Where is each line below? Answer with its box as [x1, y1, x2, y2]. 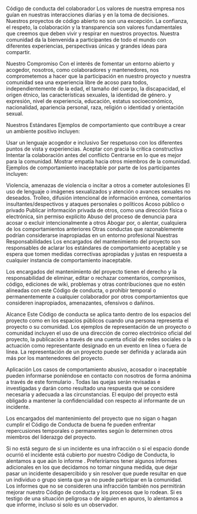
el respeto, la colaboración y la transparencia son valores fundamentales [6, 24, 182, 31]
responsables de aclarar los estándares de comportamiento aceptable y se [6, 244, 188, 251]
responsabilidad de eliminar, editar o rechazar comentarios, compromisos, [6, 275, 186, 281]
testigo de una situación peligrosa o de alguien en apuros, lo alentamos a [6, 495, 183, 502]
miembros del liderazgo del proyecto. [6, 433, 96, 440]
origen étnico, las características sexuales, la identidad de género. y [6, 91, 172, 98]
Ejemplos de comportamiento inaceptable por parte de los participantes [6, 164, 181, 171]
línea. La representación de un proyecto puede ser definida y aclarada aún [6, 348, 187, 355]
